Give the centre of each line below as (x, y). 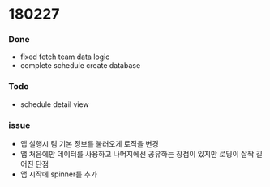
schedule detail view (54, 104)
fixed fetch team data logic (65, 57)
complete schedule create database (80, 66)
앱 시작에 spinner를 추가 (59, 174)
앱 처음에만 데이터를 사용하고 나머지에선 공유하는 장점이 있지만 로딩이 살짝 (137, 154)
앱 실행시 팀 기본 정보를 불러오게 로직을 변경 (90, 144)
